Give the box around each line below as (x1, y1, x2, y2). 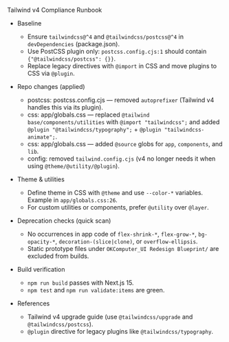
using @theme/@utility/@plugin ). (27, 162, 120, 170)
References (17, 299, 50, 308)
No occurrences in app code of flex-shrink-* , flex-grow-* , (27, 230, 197, 238)
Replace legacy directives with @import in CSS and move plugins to (27, 62, 217, 70)
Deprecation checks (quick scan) (17, 217, 111, 225)
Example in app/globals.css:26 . (27, 196, 118, 204)
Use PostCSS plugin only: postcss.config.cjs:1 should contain (27, 48, 207, 55)
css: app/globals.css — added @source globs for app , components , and (27, 140, 223, 148)
